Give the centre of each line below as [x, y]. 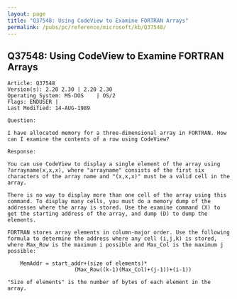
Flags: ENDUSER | [33, 102]
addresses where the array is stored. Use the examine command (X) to [114, 208]
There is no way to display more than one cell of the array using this [117, 195]
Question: [22, 121]
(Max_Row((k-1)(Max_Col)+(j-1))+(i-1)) [133, 270]
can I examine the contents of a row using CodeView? [89, 139]
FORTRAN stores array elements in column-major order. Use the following [119, 233]
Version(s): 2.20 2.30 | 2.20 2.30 [60, 89]
